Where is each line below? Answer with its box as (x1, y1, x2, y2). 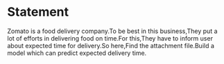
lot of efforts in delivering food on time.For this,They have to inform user (7, 34, 214, 42)
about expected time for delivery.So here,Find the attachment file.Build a (7, 41, 215, 50)
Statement (7, 4, 69, 20)
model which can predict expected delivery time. (7, 49, 147, 57)
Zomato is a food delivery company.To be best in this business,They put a (7, 27, 218, 35)
